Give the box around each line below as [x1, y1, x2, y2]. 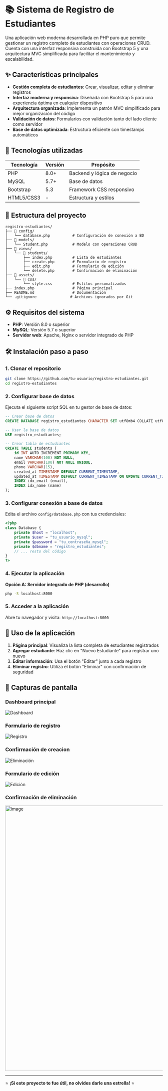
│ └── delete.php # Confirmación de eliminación [5, 268, 137, 273]
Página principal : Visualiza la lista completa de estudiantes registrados [12, 642, 159, 648]
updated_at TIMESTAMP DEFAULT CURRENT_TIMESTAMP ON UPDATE [14, 474, 140, 479]
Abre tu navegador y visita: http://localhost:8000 [5, 614, 109, 620]
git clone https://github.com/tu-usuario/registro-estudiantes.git [5, 376, 149, 381]
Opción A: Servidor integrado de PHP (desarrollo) [5, 581, 110, 587]
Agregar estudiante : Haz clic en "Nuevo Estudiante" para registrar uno [12, 647, 159, 653]
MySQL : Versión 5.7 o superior [12, 327, 76, 333]
